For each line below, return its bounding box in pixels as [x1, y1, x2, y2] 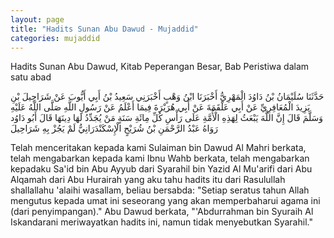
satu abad [10, 71, 52, 83]
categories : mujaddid [10, 33, 101, 43]
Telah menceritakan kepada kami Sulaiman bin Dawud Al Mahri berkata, [10, 142, 307, 154]
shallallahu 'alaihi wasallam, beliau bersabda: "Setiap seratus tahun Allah [10, 184, 310, 196]
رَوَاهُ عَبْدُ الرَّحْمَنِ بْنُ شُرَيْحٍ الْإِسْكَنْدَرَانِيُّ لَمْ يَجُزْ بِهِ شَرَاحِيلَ [10, 122, 218, 135]
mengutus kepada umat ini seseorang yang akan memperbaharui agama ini [10, 195, 321, 207]
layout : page [10, 14, 65, 25]
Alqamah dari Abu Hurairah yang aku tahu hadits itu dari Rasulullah [10, 174, 286, 186]
